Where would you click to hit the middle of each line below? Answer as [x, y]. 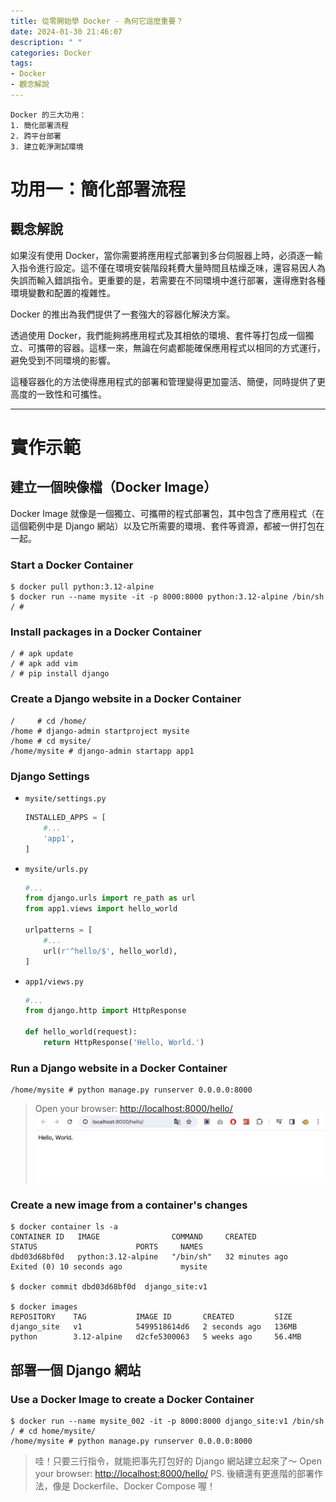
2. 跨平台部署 [36, 136]
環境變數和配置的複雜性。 [63, 292]
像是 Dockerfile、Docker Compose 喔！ [134, 1486]
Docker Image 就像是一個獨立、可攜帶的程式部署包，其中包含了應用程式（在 [167, 513]
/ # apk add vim [44, 664]
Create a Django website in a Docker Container [126, 699]
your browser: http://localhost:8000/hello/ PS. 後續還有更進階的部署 [174, 1473]
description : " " [46, 42]
